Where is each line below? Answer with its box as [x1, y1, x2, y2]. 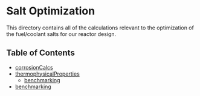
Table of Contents [6, 48, 76, 58]
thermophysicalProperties [15, 70, 80, 77]
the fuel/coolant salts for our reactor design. [6, 30, 117, 37]
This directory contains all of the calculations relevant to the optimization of [6, 24, 195, 31]
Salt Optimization [6, 4, 95, 18]
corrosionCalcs [15, 64, 53, 71]
